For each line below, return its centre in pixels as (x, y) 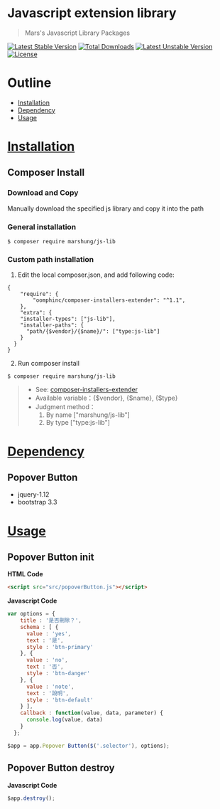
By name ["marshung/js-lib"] (88, 415)
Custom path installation (51, 259)
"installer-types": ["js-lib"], (68, 319)
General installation (42, 227)
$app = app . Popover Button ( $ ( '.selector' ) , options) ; (89, 746)
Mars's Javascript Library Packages (77, 33)
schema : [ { (39, 627)
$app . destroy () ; (31, 798)
